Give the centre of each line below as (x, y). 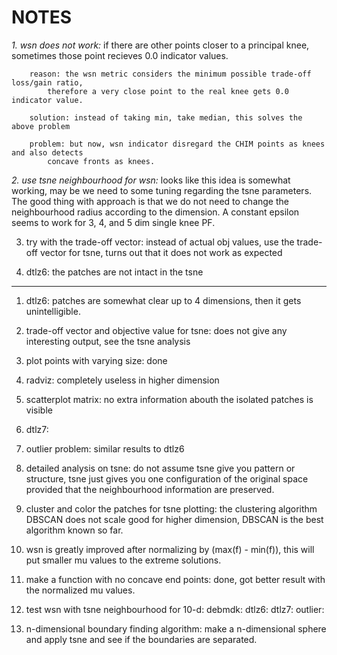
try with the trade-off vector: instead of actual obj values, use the (160, 242)
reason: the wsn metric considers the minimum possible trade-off (170, 74)
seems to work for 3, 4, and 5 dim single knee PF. (113, 222)
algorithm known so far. (74, 530)
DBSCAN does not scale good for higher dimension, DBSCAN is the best (174, 519)
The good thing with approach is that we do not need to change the (150, 201)
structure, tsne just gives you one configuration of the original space (167, 478)
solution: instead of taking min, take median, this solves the (166, 117)
